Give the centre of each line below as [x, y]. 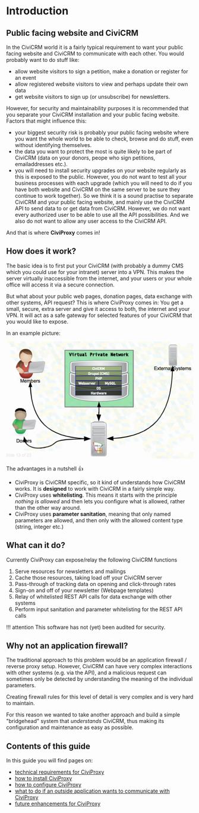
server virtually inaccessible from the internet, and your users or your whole [99, 278]
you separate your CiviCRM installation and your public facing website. [93, 115]
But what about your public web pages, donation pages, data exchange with [99, 296]
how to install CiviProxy [43, 778]
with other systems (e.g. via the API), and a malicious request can [86, 673]
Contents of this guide [48, 746]
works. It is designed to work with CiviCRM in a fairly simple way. [95, 488]
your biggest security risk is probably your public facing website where [102, 133]
